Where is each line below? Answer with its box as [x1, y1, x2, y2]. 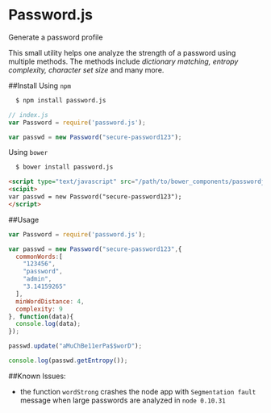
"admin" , [23, 275, 52, 283]
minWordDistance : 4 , [15, 297, 85, 306]
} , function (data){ [8, 312, 74, 320]
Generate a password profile [8, 32, 103, 42]
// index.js [8, 111, 48, 119]
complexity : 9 [15, 305, 63, 313]
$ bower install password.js [15, 163, 114, 171]
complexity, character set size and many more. [8, 65, 165, 74]
